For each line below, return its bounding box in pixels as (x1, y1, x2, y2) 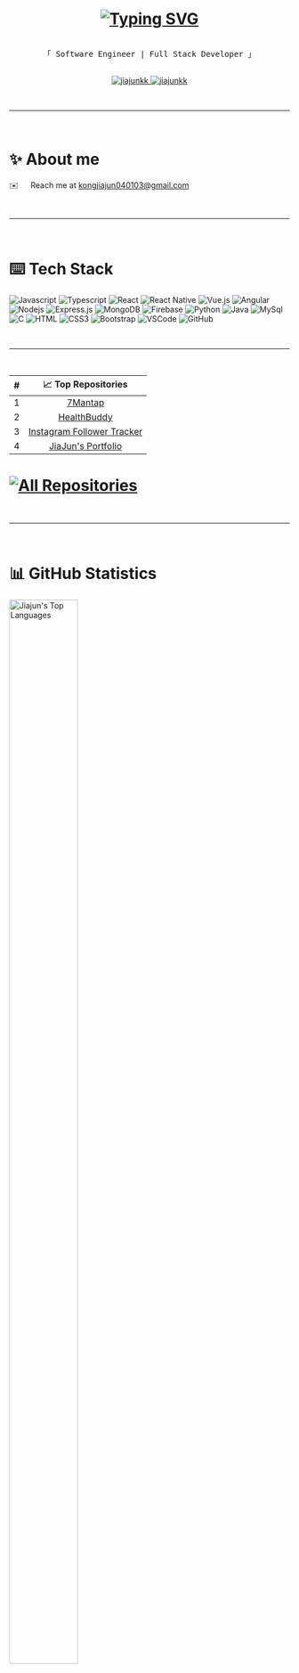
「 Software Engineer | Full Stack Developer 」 (43, 49, 256, 59)
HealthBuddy (57, 411, 113, 423)
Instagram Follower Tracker (28, 425, 143, 437)
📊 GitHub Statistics (9, 563, 158, 584)
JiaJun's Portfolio (48, 439, 123, 452)
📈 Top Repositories (43, 378, 128, 390)
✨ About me (9, 150, 100, 169)
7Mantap (66, 396, 105, 409)
